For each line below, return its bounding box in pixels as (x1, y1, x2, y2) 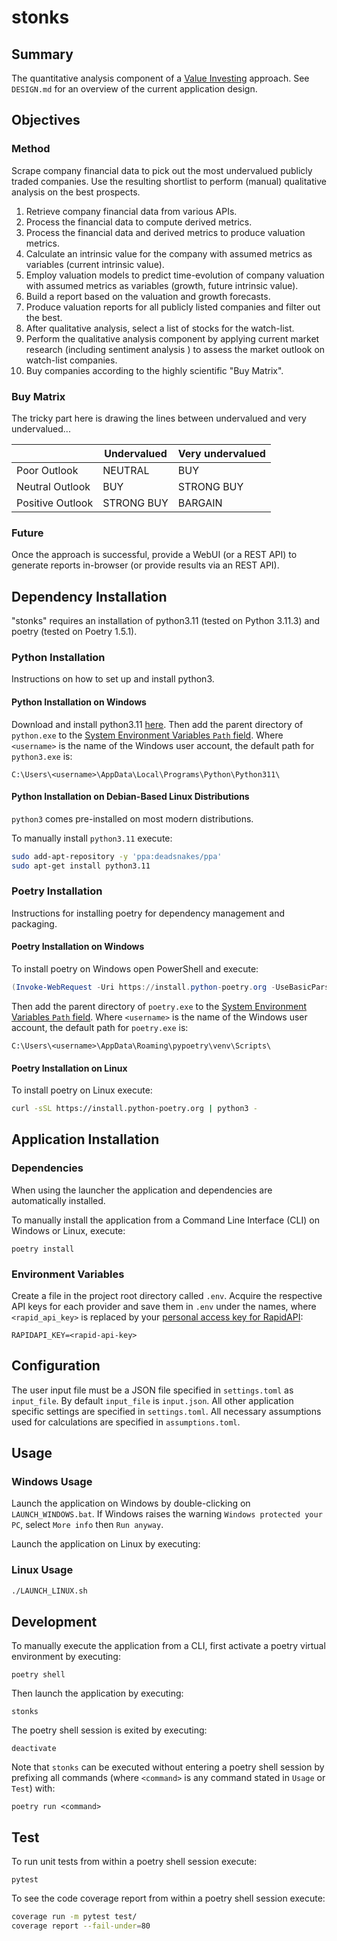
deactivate (11, 1744, 57, 1754)
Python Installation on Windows (11, 696, 147, 708)
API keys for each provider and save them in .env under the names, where (11, 1300, 317, 1312)
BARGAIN (177, 496, 223, 510)
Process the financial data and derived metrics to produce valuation (25, 226, 306, 238)
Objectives (11, 112, 81, 129)
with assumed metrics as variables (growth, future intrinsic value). (25, 279, 299, 291)
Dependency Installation (11, 588, 168, 605)
